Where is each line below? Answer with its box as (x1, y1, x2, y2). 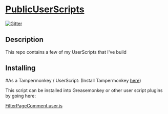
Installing (5, 64, 36, 73)
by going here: (5, 93, 36, 99)
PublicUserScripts (5, 4, 85, 15)
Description (5, 35, 44, 44)
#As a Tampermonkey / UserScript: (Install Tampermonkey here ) (5, 77, 141, 83)
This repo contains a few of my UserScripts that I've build (5, 49, 127, 55)
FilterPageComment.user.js (5, 102, 63, 108)
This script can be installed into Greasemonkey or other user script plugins (5, 87, 163, 93)
